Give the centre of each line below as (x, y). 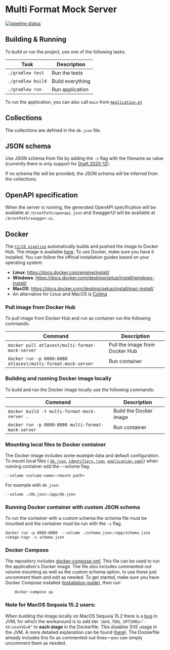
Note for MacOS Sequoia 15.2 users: (51, 605)
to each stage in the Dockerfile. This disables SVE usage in (95, 627)
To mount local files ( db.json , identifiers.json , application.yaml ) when (82, 461)
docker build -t (27, 411)
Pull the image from (132, 345)
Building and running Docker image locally (58, 378)
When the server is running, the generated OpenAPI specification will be (80, 208)
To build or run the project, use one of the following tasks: (66, 51)
